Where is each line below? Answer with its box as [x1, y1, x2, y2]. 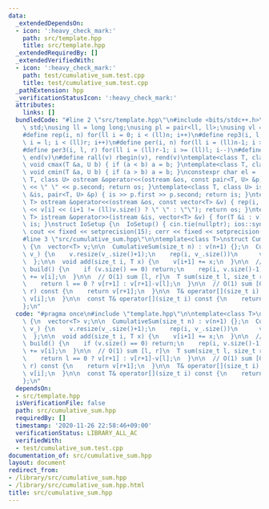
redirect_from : [8, 467, 59, 475]
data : [8, 11, 26, 20]
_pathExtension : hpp [15, 86, 84, 95]
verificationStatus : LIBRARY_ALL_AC [15, 429, 138, 437]
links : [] [22, 109, 56, 117]
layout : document [8, 459, 66, 467]
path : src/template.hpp [22, 34, 102, 42]
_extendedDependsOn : [15, 19, 84, 27]
